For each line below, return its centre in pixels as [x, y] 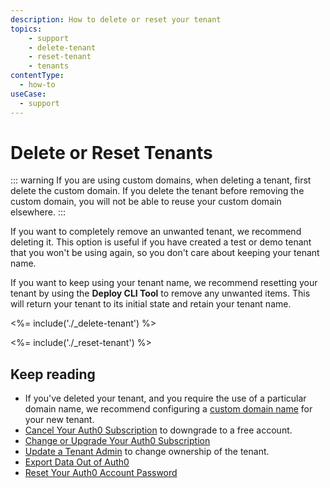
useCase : [28, 94]
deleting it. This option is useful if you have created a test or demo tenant [161, 242]
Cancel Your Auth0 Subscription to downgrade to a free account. [158, 430]
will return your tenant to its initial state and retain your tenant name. [151, 304]
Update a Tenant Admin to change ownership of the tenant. [147, 452]
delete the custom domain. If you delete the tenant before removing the [157, 191]
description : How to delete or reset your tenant [116, 19]
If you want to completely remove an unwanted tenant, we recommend [156, 232]
